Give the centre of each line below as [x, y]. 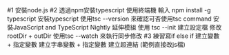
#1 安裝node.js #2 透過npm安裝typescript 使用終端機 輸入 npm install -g [109, 10]
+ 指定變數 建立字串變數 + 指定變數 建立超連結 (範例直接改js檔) [97, 44]
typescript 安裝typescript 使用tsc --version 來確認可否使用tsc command [109, 19]
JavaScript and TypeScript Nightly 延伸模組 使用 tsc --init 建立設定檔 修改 [117, 27]
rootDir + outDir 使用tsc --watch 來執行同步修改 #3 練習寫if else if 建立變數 [113, 36]
